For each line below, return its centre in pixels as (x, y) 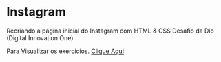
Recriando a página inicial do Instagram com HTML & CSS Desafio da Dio (110, 31)
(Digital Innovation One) (40, 37)
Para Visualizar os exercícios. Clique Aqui (65, 51)
